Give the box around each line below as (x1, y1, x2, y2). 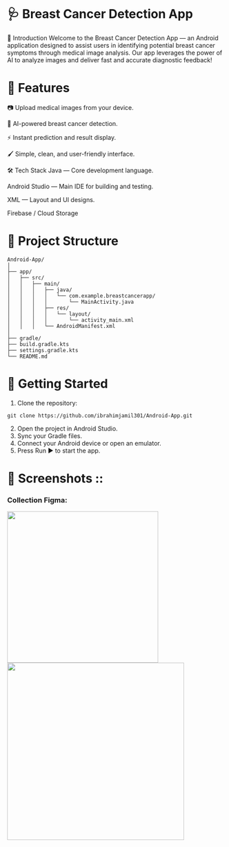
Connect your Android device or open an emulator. (17, 439, 162, 447)
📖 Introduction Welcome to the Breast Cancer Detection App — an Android (7, 33, 219, 42)
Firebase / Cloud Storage (7, 209, 79, 217)
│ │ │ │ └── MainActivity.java (7, 298, 135, 305)
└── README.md (7, 353, 48, 360)
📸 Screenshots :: (7, 471, 103, 486)
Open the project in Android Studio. (17, 424, 119, 432)
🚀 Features (7, 80, 70, 96)
